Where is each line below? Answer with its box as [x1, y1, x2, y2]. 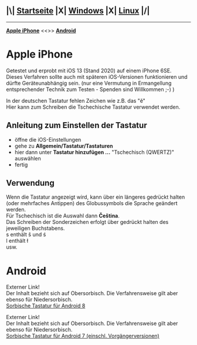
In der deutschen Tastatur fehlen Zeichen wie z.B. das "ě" [6, 97, 145, 104]
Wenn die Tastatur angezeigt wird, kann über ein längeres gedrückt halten [6, 193, 185, 200]
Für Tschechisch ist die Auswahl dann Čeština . [6, 212, 120, 219]
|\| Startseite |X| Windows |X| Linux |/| [6, 6, 150, 16]
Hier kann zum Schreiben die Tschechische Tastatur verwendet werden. [6, 103, 181, 110]
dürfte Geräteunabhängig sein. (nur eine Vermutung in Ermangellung [6, 79, 172, 86]
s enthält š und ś [6, 231, 46, 238]
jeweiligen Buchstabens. [6, 225, 65, 232]
